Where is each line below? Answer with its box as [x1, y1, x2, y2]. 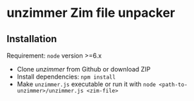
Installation [6, 33, 57, 45]
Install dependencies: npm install [16, 72, 116, 81]
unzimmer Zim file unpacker [6, 5, 176, 21]
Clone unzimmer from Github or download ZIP [16, 65, 151, 73]
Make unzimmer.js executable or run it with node [16, 80, 157, 88]
